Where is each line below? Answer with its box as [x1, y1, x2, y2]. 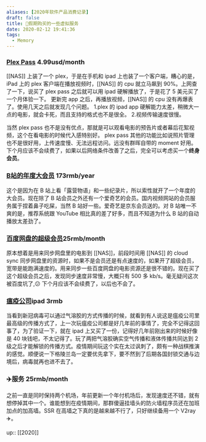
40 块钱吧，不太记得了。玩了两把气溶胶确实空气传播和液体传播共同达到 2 [13, 335, 199, 343]
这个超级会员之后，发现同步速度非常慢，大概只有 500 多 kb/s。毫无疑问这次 [6, 272, 199, 279]
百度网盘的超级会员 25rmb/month [6, 234, 105, 242]
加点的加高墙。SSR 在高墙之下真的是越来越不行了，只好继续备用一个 [6, 407, 180, 414]
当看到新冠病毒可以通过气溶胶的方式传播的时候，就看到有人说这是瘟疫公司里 [6, 312, 200, 319]
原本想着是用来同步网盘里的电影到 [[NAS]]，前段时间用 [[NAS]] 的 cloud [6, 249, 188, 257]
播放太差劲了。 [6, 217, 44, 225]
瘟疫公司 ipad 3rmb [6, 297, 63, 305]
